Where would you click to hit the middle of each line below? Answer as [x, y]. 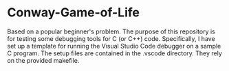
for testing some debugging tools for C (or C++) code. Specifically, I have [111, 38]
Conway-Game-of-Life [73, 13]
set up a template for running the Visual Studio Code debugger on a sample [114, 46]
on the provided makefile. [43, 60]
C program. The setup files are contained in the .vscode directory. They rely [115, 53]
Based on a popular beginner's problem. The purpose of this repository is [111, 31]
